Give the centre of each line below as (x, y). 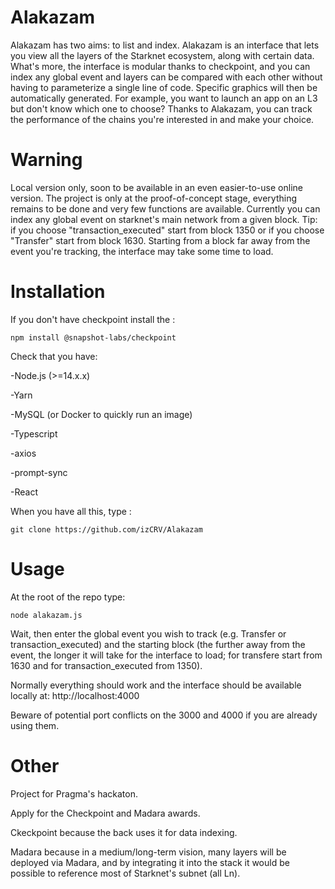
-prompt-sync (39, 472)
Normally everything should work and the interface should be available (156, 685)
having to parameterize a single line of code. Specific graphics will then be (164, 87)
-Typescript (34, 433)
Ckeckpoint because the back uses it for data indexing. (124, 832)
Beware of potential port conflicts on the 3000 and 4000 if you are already (164, 715)
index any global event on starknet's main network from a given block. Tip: (164, 219)
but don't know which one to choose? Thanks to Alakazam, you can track (161, 108)
